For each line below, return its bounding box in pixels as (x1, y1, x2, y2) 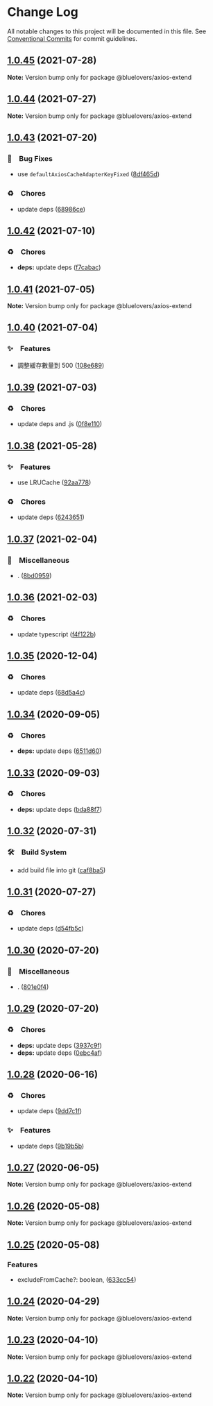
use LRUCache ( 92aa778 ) (17, 478, 92, 486)
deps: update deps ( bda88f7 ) (17, 805, 103, 813)
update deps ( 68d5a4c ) (17, 688, 85, 697)
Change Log (7, 4, 78, 20)
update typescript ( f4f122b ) (17, 629, 96, 638)
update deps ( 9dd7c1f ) (17, 1107, 82, 1115)
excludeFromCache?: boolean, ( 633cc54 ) (17, 1275, 137, 1284)
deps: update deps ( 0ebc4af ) (17, 1049, 103, 1057)
